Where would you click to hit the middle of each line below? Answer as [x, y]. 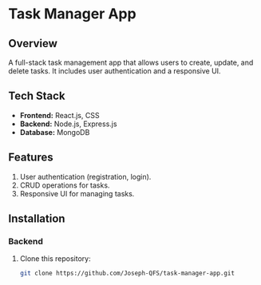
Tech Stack [37, 96]
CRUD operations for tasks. [65, 185]
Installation [37, 219]
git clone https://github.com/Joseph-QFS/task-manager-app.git [127, 273]
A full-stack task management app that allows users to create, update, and [131, 62]
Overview [33, 44]
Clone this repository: [55, 259]
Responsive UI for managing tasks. [77, 193]
